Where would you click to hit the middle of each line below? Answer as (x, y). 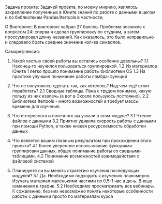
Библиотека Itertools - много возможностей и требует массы (75, 101)
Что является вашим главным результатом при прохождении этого (82, 141)
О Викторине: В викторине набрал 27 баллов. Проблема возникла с (75, 27)
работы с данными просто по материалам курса (62, 196)
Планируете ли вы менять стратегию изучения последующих (76, 171)
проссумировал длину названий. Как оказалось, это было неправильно (80, 37)
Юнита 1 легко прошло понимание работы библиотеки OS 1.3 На (79, 71)
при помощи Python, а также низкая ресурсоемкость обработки (79, 126)
